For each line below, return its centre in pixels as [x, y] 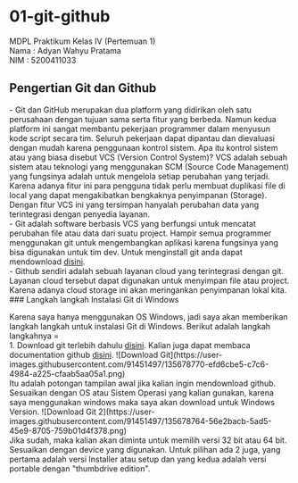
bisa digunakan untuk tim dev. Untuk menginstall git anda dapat [126, 252]
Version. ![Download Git [53, 412]
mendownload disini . [47, 262]
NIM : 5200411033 [43, 60]
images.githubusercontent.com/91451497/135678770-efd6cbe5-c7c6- [139, 364]
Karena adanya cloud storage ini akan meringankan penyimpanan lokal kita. [148, 290]
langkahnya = [34, 336]
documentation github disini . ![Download [84, 354]
